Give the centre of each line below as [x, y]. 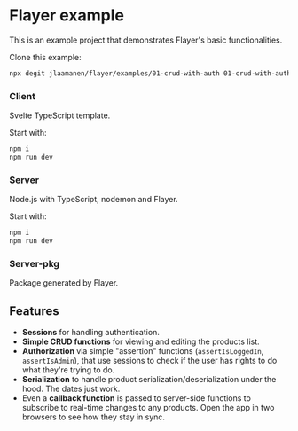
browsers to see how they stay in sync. [94, 417]
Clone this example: [45, 57]
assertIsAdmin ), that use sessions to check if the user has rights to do [149, 361]
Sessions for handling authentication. [90, 333]
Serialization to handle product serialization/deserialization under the [149, 380]
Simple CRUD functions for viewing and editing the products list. [141, 341]
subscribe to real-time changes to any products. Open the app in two [148, 408]
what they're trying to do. [68, 370]
